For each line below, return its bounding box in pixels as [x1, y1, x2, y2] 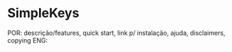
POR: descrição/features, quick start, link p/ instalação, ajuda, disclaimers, [7, 28, 226, 37]
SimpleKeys [7, 5, 80, 21]
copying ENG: [7, 36, 48, 44]
